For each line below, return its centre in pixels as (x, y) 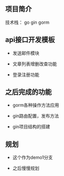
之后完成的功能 (28, 92)
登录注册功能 (26, 75)
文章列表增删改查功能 (35, 64)
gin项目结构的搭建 (31, 127)
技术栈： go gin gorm (27, 22)
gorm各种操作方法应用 (36, 105)
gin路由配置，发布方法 (36, 116)
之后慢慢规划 (26, 168)
